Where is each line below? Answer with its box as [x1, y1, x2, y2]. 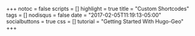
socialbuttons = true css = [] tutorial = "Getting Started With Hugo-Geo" [6, 18, 184, 25]
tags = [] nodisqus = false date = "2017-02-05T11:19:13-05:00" [6, 11, 161, 19]
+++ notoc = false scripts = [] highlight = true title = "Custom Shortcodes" [6, 5, 190, 12]
